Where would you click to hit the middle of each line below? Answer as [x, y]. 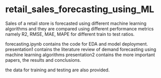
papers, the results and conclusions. [43, 60]
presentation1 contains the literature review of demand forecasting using [81, 49]
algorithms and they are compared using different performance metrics [79, 28]
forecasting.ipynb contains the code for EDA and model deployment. [77, 44]
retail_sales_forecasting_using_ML [80, 9]
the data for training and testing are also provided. [57, 70]
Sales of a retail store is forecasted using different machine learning [76, 23]
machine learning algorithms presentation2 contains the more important [80, 55]
